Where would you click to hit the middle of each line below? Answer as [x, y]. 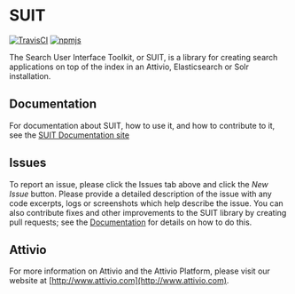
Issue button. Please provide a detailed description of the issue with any [140, 194]
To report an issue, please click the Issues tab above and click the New [139, 184]
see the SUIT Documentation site [70, 135]
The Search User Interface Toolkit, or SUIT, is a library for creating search [144, 57]
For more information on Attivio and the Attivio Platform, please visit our [140, 271]
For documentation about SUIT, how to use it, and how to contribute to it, [142, 125]
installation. [30, 75]
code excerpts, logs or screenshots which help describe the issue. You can [146, 203]
